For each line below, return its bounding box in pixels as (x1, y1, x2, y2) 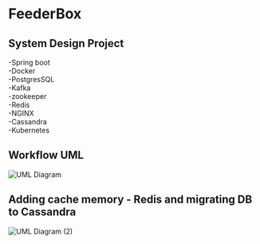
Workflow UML (8, 148, 84, 162)
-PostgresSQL (8, 75, 55, 84)
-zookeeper (8, 92, 47, 100)
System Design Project (8, 37, 124, 50)
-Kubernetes (8, 125, 50, 135)
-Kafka (8, 83, 31, 92)
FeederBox (8, 5, 82, 23)
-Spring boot (8, 57, 50, 67)
